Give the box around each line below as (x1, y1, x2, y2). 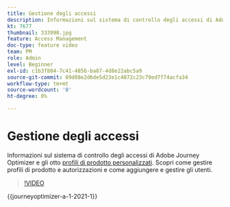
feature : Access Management (7, 36, 88, 42)
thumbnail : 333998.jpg (7, 29, 72, 36)
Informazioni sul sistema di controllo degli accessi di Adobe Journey (7, 151, 200, 159)
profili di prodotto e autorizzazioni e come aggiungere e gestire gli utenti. (7, 165, 213, 173)
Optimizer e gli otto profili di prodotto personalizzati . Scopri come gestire (7, 158, 213, 167)
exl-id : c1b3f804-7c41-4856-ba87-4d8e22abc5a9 (7, 67, 142, 74)
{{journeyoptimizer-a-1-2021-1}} (7, 192, 98, 200)
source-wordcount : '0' (7, 86, 72, 93)
